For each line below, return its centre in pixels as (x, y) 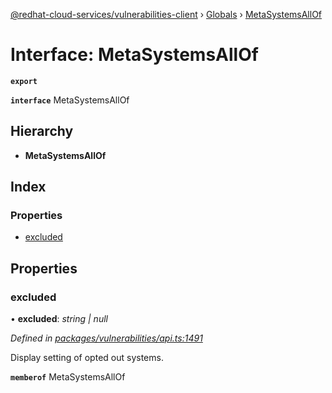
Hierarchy (42, 131)
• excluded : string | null (59, 319)
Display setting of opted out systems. (87, 358)
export (24, 81)
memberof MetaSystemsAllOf (68, 377)
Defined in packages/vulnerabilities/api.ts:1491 (106, 338)
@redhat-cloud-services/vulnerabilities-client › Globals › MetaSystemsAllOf (166, 14)
